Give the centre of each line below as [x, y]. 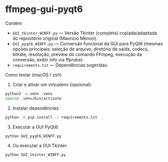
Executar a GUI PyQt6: [36, 127]
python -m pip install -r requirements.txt [51, 117]
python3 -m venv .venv [29, 94]
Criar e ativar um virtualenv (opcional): [52, 85]
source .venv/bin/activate [33, 98]
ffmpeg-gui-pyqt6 [44, 9]
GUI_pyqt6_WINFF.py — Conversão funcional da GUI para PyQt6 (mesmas [88, 43]
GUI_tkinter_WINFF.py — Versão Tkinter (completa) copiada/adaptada [85, 33]
